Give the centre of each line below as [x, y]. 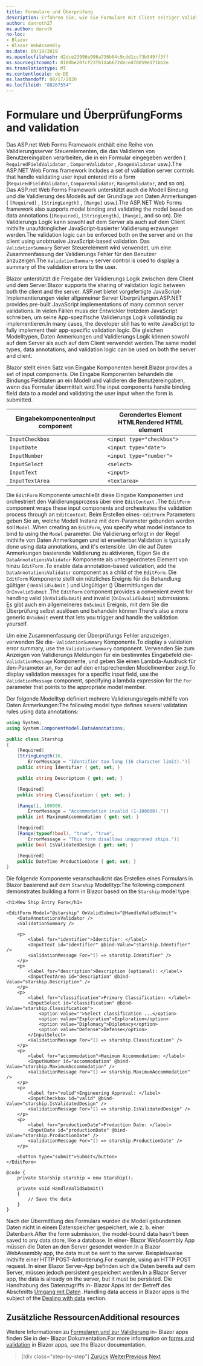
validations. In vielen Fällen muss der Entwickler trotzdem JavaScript [92, 311]
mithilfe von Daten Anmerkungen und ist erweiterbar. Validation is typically [98, 540]
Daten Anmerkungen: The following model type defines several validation [97, 705]
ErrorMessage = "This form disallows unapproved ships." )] [104, 839]
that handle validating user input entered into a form [71, 177]
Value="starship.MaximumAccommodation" [56, 1067]
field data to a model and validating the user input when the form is [90, 393]
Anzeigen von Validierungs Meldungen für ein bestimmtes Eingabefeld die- [100, 655]
